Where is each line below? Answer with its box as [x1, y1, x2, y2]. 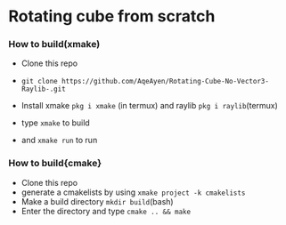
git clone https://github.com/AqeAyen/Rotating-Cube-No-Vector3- [20, 77, 269, 86]
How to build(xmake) [8, 38, 101, 51]
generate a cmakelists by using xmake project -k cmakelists [20, 187, 246, 197]
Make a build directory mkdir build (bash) [20, 196, 175, 206]
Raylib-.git [20, 84, 66, 94]
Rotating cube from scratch [8, 6, 216, 27]
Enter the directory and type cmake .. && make [20, 205, 192, 216]
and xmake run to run [20, 135, 98, 146]
